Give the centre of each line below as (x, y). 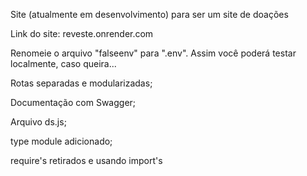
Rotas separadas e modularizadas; (81, 83)
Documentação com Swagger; (73, 102)
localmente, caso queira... (63, 63)
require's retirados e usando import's (86, 160)
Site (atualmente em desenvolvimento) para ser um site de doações (149, 14)
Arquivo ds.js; (38, 122)
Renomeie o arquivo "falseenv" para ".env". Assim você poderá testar (153, 53)
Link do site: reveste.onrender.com (82, 33)
